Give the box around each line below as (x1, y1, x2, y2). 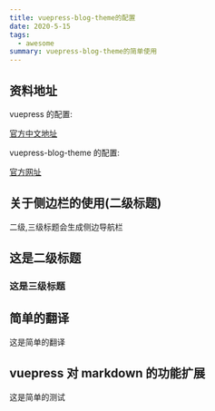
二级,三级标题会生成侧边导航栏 (9, 221, 124, 232)
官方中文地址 (9, 128, 57, 139)
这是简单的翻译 (9, 337, 65, 347)
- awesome (17, 38, 54, 48)
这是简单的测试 (9, 391, 65, 402)
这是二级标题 (9, 250, 82, 266)
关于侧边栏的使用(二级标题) (9, 196, 161, 211)
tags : (9, 30, 30, 39)
